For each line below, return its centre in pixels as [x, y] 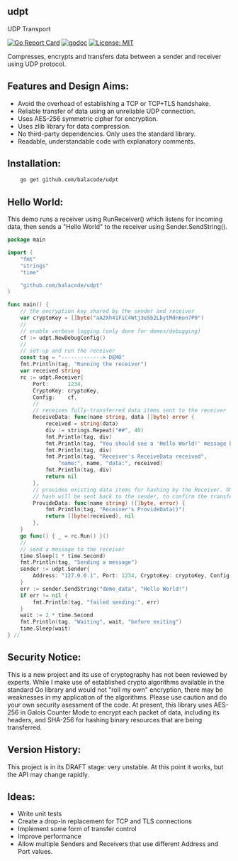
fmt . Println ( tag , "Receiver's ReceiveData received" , [126, 457]
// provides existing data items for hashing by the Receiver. [128, 490]
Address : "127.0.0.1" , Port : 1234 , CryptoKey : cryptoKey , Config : [133, 576]
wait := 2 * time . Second [57, 615]
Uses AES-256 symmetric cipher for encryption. [87, 118]
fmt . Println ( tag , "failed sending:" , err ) [96, 602]
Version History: [44, 750]
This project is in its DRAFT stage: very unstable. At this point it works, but [115, 766]
